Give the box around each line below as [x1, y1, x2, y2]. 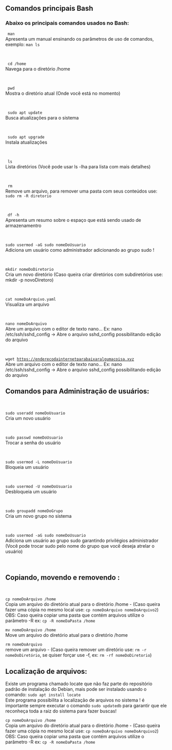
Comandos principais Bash [5, 4, 93, 13]
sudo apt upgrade [7, 134, 45, 139]
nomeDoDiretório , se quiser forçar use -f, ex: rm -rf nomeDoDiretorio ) [5, 652, 152, 658]
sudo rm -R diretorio [5, 193, 52, 199]
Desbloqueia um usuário [5, 489, 57, 495]
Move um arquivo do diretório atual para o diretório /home [5, 632, 128, 638]
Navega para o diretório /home [5, 65, 70, 72]
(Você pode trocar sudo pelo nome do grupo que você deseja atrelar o [5, 543, 155, 549]
